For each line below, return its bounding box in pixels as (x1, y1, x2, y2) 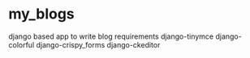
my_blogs (8, 5, 75, 23)
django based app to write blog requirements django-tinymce (8, 31, 213, 41)
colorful (8, 39, 35, 49)
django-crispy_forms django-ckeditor (36, 39, 161, 49)
